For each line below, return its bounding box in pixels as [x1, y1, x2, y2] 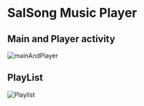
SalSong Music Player [7, 5, 138, 21]
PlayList [7, 72, 44, 84]
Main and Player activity [7, 33, 116, 45]
